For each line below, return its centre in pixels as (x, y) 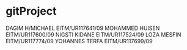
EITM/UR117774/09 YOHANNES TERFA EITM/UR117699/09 (79, 41)
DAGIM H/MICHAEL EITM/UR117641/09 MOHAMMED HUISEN (83, 28)
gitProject (31, 11)
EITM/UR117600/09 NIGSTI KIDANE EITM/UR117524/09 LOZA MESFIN (94, 34)
